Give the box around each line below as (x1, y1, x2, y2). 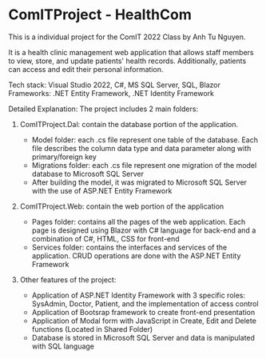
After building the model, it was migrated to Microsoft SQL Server (31, 178, 248, 187)
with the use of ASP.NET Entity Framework (31, 185, 173, 195)
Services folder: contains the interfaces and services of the (31, 242, 228, 252)
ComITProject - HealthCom (8, 6, 192, 24)
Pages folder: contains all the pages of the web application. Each (31, 217, 246, 226)
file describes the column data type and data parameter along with (31, 143, 252, 153)
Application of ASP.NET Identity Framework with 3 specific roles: (31, 290, 246, 300)
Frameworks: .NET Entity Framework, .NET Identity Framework (8, 88, 214, 98)
